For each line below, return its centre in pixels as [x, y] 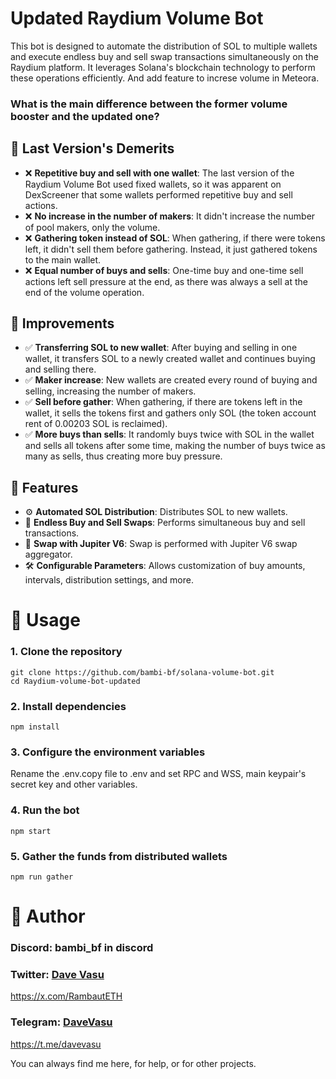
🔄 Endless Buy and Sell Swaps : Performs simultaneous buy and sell [165, 523]
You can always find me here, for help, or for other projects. [133, 1063]
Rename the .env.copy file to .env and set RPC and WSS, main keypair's [158, 774]
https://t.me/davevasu [56, 1044]
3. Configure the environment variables [108, 752]
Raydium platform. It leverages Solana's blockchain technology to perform [163, 67]
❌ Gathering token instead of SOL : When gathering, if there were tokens [175, 238]
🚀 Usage [45, 620]
